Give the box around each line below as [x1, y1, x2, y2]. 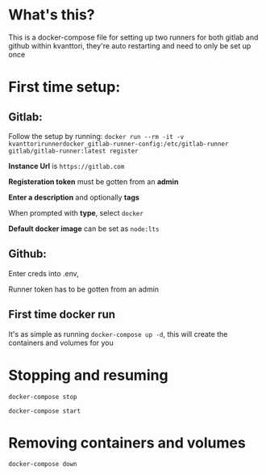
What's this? [8, 6, 95, 24]
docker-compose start [8, 406, 81, 415]
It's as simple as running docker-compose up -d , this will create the [8, 329, 228, 338]
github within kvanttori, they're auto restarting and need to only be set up [8, 40, 251, 50]
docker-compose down [8, 460, 78, 469]
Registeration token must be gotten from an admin [8, 176, 179, 187]
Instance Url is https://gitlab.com [8, 161, 125, 170]
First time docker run [8, 308, 115, 322]
